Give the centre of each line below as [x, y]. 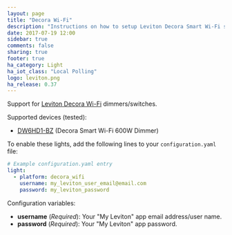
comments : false [30, 46]
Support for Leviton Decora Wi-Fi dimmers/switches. [82, 104]
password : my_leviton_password [65, 190]
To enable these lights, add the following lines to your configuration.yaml [112, 144]
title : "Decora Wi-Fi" [40, 20]
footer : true [26, 59]
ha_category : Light [35, 65]
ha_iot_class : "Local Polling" [52, 71]
